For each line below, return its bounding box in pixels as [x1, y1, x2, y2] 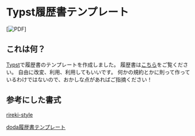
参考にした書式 [6, 95, 61, 105]
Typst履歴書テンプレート [6, 5, 129, 19]
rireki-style [6, 111, 33, 118]
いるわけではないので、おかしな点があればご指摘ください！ [6, 75, 153, 83]
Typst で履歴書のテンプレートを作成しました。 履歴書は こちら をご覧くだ [6, 61, 184, 68]
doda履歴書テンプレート [6, 123, 66, 131]
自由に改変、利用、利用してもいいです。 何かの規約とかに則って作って [17, 68, 191, 75]
